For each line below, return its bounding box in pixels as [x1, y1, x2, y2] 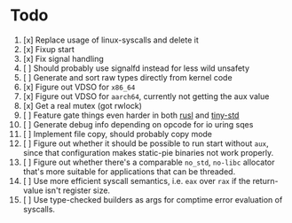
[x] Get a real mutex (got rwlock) [22, 100, 143, 111]
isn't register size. [44, 185, 110, 196]
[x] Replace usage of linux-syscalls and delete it [22, 35, 199, 45]
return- [252, 175, 279, 186]
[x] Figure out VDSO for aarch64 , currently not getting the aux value [22, 90, 270, 102]
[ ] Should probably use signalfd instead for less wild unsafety [22, 63, 250, 73]
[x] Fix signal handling [22, 53, 105, 64]
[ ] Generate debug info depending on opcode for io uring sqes [22, 119, 254, 129]
